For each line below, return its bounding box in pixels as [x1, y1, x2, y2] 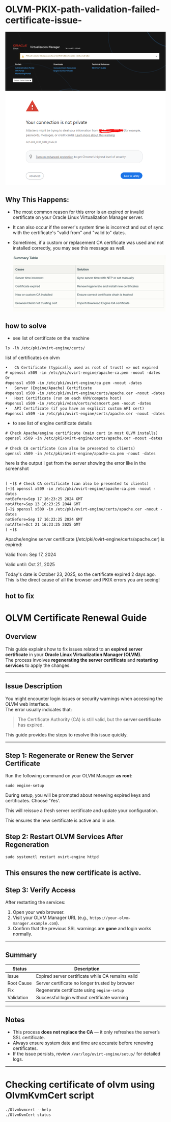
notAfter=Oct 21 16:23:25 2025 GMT [5, 522, 81, 527]
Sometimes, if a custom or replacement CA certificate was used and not [12, 239, 164, 246]
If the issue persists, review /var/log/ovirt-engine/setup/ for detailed [12, 1051, 161, 1057]
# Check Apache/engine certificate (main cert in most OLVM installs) [5, 431, 158, 436]
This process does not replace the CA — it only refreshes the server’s [12, 1029, 160, 1035]
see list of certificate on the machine [12, 335, 90, 341]
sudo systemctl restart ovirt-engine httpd [5, 855, 99, 860]
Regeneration [5, 840, 49, 849]
